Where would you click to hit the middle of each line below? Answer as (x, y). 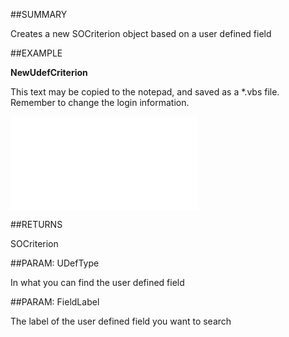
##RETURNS (36, 224)
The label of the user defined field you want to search (121, 321)
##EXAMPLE (36, 53)
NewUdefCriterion (49, 72)
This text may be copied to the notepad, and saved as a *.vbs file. (145, 92)
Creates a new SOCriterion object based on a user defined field (141, 33)
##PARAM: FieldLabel (55, 302)
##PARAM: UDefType (55, 263)
